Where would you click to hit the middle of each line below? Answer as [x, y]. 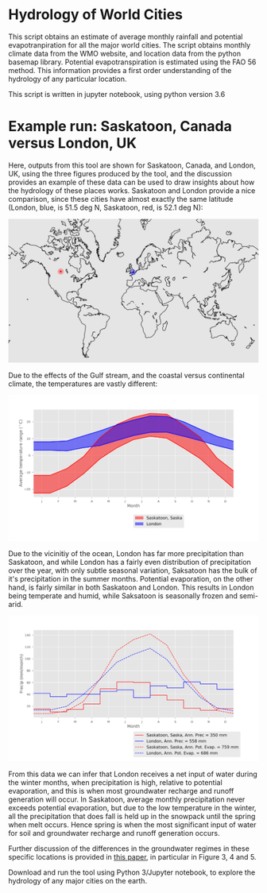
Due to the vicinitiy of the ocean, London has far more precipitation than [126, 554]
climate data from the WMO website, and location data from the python [125, 53]
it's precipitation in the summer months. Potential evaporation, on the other [131, 579]
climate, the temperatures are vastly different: [83, 384]
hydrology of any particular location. [68, 79]
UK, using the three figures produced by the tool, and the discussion [120, 173]
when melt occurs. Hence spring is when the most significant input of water [132, 825]
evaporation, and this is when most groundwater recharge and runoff [121, 791]
